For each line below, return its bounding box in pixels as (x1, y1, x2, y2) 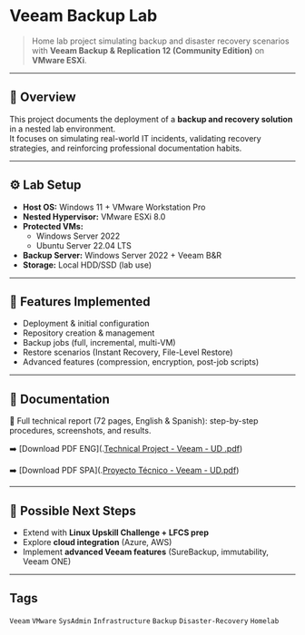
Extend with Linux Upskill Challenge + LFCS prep (22, 527, 209, 538)
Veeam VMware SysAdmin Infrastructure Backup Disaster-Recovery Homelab (9, 616, 280, 626)
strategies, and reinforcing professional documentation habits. (9, 142, 242, 153)
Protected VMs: (22, 220, 84, 231)
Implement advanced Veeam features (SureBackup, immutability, (22, 546, 270, 557)
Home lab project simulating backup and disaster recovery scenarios (31, 35, 290, 46)
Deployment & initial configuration (22, 318, 150, 329)
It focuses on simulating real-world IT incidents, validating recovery (9, 132, 261, 143)
